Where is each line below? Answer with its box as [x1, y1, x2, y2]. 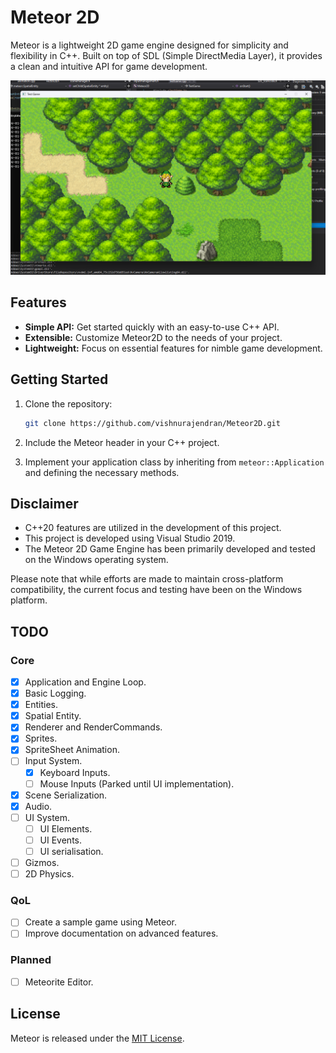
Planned [10, 953, 52, 967]
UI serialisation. [39, 845, 104, 857]
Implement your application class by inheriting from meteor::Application [24, 456, 325, 468]
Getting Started [10, 371, 109, 388]
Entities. [24, 699, 58, 711]
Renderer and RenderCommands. [24, 721, 163, 733]
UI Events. [39, 834, 83, 846]
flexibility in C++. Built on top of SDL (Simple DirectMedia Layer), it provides [10, 49, 323, 61]
